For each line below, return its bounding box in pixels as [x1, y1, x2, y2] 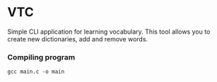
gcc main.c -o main [7, 68, 65, 76]
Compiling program [7, 52, 76, 62]
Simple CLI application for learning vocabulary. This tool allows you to [7, 27, 211, 36]
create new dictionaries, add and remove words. [7, 34, 148, 43]
